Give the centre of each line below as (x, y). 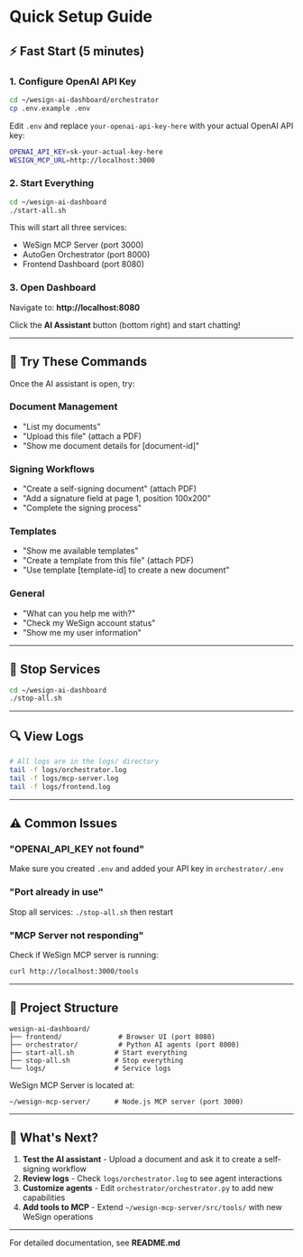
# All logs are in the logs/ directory (84, 762)
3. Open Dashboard (53, 288)
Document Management (64, 406)
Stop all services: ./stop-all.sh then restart (92, 912)
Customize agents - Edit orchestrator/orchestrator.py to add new (148, 1188)
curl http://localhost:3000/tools (74, 971)
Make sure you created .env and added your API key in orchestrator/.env (147, 869)
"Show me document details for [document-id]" (111, 445)
